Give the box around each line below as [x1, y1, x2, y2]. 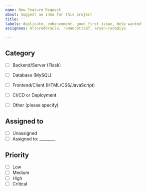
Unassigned [12, 130, 37, 136]
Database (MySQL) [12, 72, 52, 78]
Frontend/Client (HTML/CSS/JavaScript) [12, 82, 95, 88]
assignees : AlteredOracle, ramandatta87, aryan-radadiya [5, 26, 126, 31]
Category [5, 48, 35, 57]
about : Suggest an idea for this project [5, 12, 93, 17]
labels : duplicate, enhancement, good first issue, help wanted [5, 21, 142, 26]
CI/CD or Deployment [12, 92, 57, 98]
